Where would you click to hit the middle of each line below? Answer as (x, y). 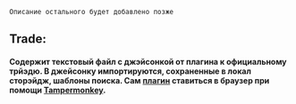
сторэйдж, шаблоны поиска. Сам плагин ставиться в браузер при (140, 80)
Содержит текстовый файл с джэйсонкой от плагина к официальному (148, 61)
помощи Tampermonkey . (58, 90)
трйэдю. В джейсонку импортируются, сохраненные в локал (131, 71)
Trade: (28, 39)
